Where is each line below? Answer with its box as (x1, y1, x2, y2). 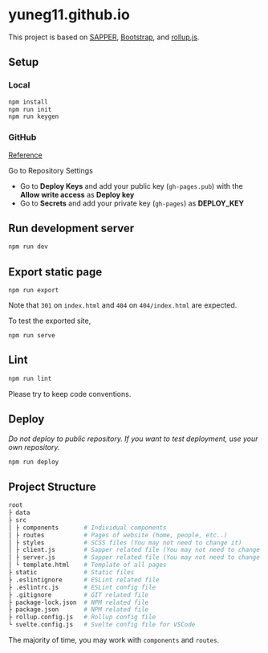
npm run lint (8, 374, 52, 382)
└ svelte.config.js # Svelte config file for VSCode (8, 621, 196, 629)
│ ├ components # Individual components (8, 524, 167, 532)
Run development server (8, 221, 135, 235)
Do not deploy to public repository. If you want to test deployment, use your (8, 434, 258, 443)
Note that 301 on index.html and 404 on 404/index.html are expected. (8, 300, 238, 310)
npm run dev (8, 243, 48, 251)
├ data (8, 508, 30, 517)
